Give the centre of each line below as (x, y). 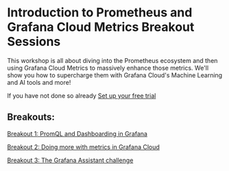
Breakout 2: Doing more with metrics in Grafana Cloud (83, 147)
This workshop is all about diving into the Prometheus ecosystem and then (112, 60)
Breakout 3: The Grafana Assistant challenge (70, 160)
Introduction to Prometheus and (100, 13)
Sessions (34, 42)
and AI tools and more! (39, 82)
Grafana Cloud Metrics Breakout (101, 27)
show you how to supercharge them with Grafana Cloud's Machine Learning (115, 75)
